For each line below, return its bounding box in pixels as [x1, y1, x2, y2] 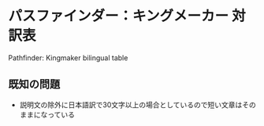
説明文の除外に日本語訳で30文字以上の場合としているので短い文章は [19, 99, 243, 110]
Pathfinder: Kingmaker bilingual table [8, 52, 128, 63]
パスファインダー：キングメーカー [8, 7, 229, 25]
